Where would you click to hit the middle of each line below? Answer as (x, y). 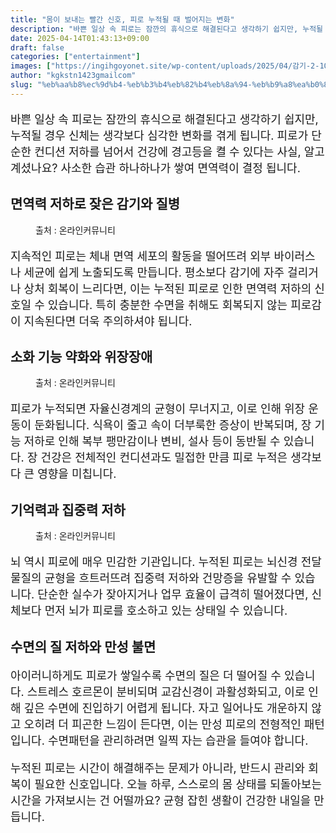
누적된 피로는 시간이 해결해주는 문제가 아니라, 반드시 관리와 (158, 768)
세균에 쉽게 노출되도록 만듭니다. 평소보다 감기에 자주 (154, 272)
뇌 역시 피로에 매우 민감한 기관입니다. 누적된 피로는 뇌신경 (154, 562)
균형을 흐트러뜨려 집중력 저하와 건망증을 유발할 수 (168, 578)
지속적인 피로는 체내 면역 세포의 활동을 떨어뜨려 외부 (141, 256)
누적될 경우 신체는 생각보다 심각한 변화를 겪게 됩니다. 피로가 (159, 135)
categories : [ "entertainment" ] (75, 57)
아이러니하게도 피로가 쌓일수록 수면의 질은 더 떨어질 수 (146, 675)
